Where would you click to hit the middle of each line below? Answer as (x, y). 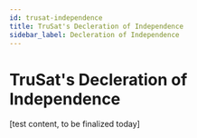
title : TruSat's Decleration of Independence (96, 26)
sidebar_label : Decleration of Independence (94, 34)
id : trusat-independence (56, 18)
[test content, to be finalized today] (75, 124)
